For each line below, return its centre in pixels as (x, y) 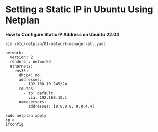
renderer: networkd (31, 62)
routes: (27, 89)
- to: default (38, 93)
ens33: (21, 71)
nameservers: (33, 102)
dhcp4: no (29, 75)
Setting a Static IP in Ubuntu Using (79, 9)
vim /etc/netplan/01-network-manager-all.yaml (56, 44)
